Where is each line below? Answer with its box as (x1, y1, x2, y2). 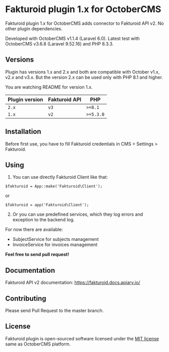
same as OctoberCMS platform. (5, 341, 71, 347)
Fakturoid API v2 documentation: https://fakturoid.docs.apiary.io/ (5, 279, 140, 286)
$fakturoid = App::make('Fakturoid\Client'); (5, 184, 102, 189)
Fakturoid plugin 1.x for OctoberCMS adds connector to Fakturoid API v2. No (5, 20, 164, 26)
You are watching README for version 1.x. (5, 84, 93, 90)
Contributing (5, 294, 46, 303)
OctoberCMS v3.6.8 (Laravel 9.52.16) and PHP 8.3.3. (5, 40, 114, 46)
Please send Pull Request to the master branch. (5, 308, 104, 314)
